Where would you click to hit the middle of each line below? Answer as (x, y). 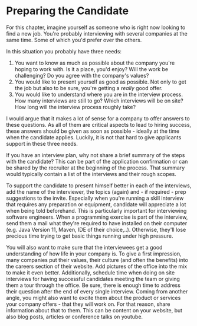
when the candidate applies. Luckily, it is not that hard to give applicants (94, 137)
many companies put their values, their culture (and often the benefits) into (97, 260)
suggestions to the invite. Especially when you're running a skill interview (95, 198)
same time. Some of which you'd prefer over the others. (74, 40)
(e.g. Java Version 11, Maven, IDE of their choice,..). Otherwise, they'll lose (96, 229)
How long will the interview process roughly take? (75, 107)
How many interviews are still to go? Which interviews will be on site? (99, 100)
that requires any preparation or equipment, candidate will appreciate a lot (96, 204)
